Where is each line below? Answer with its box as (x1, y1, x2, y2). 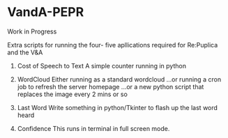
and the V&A (7, 48, 43, 56)
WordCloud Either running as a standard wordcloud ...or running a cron (17, 75, 222, 84)
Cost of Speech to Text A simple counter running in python (17, 61, 187, 70)
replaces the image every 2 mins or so (17, 90, 128, 98)
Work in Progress (7, 27, 57, 36)
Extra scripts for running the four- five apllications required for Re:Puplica (7, 40, 218, 49)
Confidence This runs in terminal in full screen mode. (17, 124, 170, 132)
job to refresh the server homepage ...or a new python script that (17, 82, 204, 91)
